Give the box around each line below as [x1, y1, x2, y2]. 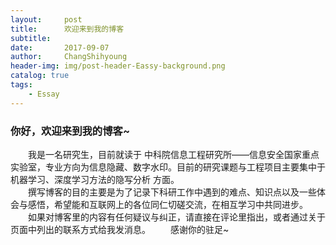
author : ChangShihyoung [10, 52, 128, 62]
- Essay [28, 89, 60, 99]
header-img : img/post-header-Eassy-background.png [10, 61, 226, 71]
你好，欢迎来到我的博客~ [10, 124, 131, 138]
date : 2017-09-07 [10, 42, 110, 53]
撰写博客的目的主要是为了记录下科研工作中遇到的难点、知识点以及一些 [28, 186, 317, 198]
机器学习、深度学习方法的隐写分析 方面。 [10, 173, 180, 185]
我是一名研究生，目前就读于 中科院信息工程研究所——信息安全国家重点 [28, 148, 320, 160]
